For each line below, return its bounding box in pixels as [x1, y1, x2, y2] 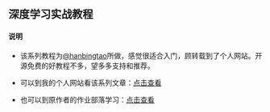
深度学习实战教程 [8, 7, 93, 22]
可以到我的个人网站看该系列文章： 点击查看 [19, 78, 162, 87]
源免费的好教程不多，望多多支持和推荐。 [19, 61, 155, 70]
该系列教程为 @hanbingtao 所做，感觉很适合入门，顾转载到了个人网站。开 [19, 50, 263, 60]
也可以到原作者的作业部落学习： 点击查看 [19, 94, 155, 104]
